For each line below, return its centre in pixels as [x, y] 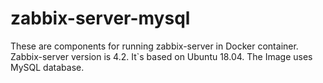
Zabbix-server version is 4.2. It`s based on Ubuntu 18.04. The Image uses [161, 56]
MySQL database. [47, 67]
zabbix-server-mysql [100, 18]
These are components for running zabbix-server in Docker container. [154, 46]
